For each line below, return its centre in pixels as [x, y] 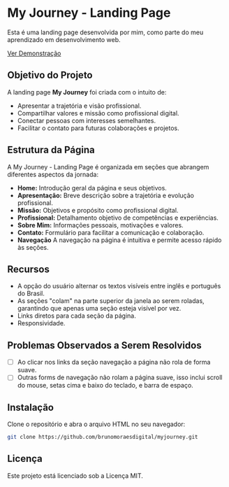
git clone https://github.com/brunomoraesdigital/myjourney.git [103, 437]
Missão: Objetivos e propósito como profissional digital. [98, 210]
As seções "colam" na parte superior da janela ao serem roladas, [111, 301]
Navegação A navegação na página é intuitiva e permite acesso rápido [119, 240]
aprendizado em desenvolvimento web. [64, 39]
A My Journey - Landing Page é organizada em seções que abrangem [108, 167]
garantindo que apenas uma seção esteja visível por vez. [99, 309]
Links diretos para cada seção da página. [76, 316]
